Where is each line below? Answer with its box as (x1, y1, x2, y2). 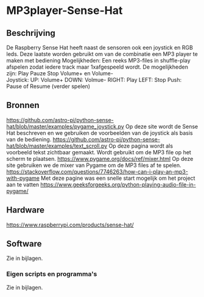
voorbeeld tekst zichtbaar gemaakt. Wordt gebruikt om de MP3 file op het (6, 148, 192, 155)
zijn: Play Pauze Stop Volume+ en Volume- (6, 70, 114, 77)
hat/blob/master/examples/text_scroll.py (6, 142, 108, 149)
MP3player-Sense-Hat (6, 4, 123, 18)
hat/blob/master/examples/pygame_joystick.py (6, 123, 124, 130)
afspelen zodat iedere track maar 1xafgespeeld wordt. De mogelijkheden (6, 63, 189, 70)
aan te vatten (6, 180, 40, 188)
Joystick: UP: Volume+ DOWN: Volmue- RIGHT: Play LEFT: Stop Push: (6, 77, 182, 83)
